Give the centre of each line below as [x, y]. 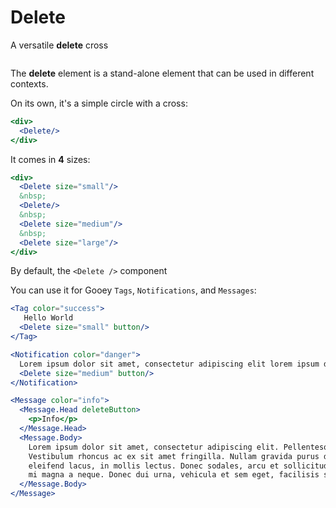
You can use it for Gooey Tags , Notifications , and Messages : [133, 290]
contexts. [29, 83]
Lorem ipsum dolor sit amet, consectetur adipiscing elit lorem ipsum [169, 364]
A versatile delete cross [59, 45]
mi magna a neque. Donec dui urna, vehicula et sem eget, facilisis [174, 475]
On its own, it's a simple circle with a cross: [99, 103]
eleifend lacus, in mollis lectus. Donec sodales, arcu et [154, 466]
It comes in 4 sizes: [50, 159]
